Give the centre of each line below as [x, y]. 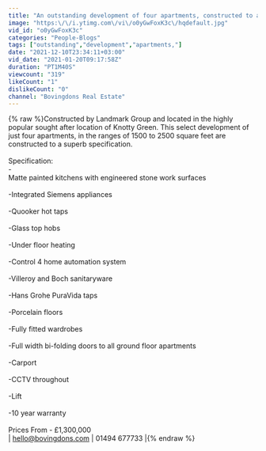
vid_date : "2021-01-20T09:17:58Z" [65, 60]
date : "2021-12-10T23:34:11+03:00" [67, 52]
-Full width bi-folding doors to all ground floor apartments [102, 346]
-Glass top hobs [34, 228]
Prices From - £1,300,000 [50, 430]
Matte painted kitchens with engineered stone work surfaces [107, 178]
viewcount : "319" [37, 74]
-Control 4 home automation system [67, 262]
